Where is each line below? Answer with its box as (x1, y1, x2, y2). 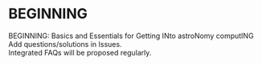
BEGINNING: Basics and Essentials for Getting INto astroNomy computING (8, 31, 255, 40)
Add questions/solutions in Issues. (8, 39, 122, 48)
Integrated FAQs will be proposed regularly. (8, 48, 152, 57)
